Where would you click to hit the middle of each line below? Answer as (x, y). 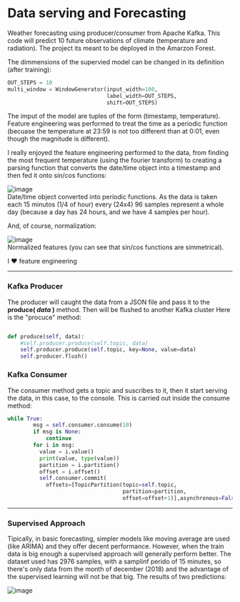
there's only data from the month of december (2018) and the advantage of (118, 569)
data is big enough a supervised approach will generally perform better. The (120, 554)
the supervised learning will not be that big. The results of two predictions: (117, 577)
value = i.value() (66, 451)
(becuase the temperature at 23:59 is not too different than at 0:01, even (114, 131)
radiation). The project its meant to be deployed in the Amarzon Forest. (112, 48)
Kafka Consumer (37, 375)
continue (59, 438)
